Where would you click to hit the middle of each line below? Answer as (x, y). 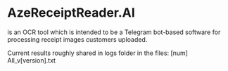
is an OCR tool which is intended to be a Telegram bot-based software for (114, 32)
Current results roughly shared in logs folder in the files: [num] (98, 53)
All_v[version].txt (32, 60)
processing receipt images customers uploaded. (77, 39)
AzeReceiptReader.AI (71, 13)
